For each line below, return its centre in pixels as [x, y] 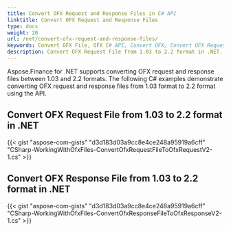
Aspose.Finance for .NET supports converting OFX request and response [111, 71]
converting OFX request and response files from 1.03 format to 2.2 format [111, 86]
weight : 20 [23, 33]
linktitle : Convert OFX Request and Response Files [82, 20]
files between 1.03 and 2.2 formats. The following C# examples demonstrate [115, 78]
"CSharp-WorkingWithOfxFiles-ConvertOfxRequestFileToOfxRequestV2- [110, 149]
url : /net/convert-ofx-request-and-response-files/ [82, 39]
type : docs [23, 26]
